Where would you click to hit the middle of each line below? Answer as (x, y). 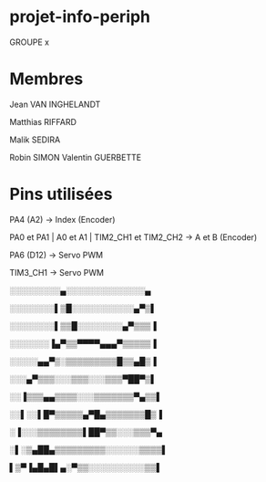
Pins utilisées (61, 194)
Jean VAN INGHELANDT (55, 104)
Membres (46, 79)
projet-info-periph (80, 17)
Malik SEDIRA (35, 140)
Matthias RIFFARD (43, 121)
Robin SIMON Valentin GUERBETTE (76, 157)
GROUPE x (30, 42)
